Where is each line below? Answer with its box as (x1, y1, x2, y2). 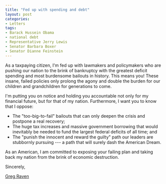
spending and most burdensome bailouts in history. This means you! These (5, 73, 159, 79)
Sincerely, (5, 164, 26, 170)
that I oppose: (5, 103, 34, 109)
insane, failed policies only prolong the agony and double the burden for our (5, 78, 161, 84)
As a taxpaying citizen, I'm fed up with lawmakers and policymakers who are (5, 62, 162, 68)
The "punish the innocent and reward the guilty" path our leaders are (12, 134, 154, 140)
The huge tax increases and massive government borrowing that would (12, 123, 158, 129)
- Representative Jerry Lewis (5, 40, 68, 45)
